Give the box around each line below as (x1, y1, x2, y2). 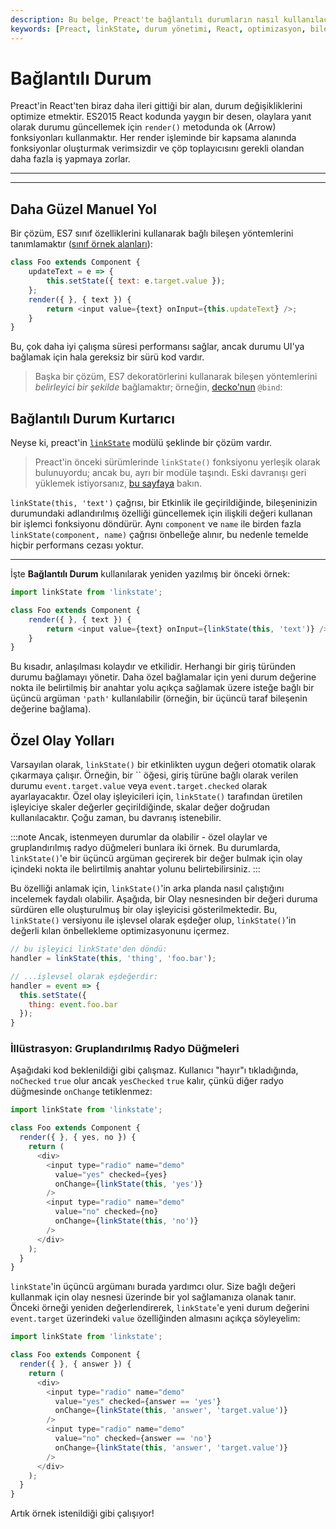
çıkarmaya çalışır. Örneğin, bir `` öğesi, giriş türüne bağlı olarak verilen (10, 769, 299, 781)
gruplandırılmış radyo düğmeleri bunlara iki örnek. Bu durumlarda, (10, 842, 281, 854)
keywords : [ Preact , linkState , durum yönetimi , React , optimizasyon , (10, 24, 307, 34)
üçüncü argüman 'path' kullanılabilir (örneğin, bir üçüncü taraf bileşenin (10, 692, 308, 705)
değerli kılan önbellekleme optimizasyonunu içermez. (10, 925, 230, 937)
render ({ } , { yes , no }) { (19, 1132, 137, 1143)
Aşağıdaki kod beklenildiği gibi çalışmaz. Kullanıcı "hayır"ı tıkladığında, (10, 1064, 299, 1076)
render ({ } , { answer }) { (19, 1359, 132, 1370)
